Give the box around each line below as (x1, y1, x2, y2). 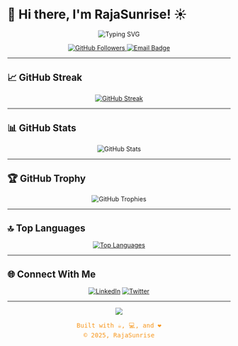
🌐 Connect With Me (7, 268, 96, 280)
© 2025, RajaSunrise (83, 331, 155, 339)
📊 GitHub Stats (7, 122, 76, 134)
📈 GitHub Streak (7, 72, 83, 84)
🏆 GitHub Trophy (7, 172, 86, 184)
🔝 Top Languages (7, 222, 86, 234)
